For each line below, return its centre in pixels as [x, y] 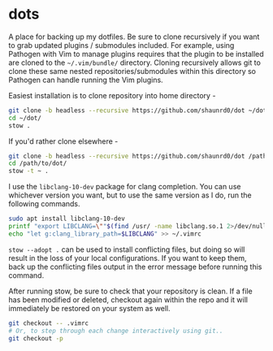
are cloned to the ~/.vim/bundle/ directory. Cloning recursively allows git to [135, 63]
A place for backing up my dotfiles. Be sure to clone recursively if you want [134, 37]
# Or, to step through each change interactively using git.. [116, 331]
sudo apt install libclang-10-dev [67, 219]
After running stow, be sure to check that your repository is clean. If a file [131, 291]
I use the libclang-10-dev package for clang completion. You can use [125, 187]
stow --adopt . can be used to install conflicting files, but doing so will [127, 249]
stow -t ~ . [28, 171]
